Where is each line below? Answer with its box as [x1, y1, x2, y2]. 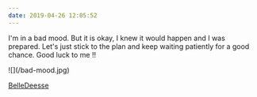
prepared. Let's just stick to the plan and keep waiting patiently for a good [8, 41, 250, 51]
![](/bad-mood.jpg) [8, 65, 70, 75]
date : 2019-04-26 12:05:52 [8, 11, 98, 20]
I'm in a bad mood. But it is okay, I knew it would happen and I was [8, 33, 226, 43]
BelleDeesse [8, 80, 49, 90]
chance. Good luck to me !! [8, 50, 97, 59]
